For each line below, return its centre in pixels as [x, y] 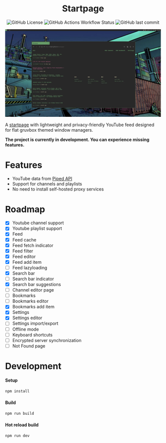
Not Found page [29, 346]
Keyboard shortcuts [32, 335]
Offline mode [25, 329]
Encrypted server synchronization [47, 340]
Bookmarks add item [33, 307]
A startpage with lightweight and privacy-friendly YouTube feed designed [80, 125]
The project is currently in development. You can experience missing [77, 140]
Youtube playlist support [37, 229]
